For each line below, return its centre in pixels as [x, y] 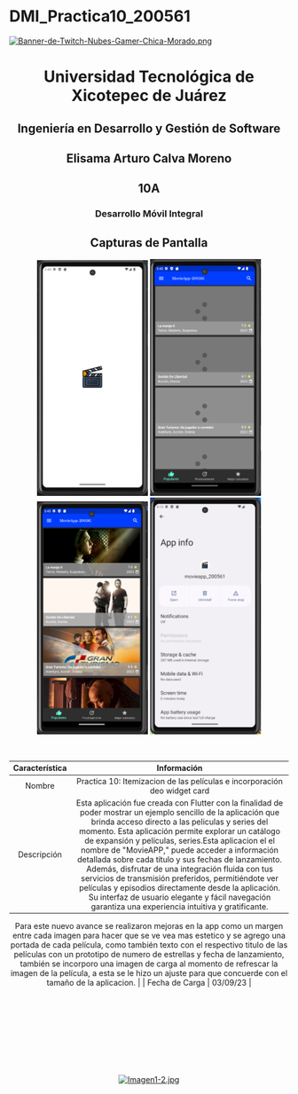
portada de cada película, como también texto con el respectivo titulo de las [149, 945]
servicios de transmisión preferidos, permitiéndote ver [180, 878]
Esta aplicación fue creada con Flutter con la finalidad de [180, 803]
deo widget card [180, 791]
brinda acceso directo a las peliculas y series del [180, 822]
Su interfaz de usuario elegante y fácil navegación [180, 897]
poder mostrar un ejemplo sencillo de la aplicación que [180, 812]
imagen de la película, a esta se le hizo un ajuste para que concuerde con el [149, 973]
